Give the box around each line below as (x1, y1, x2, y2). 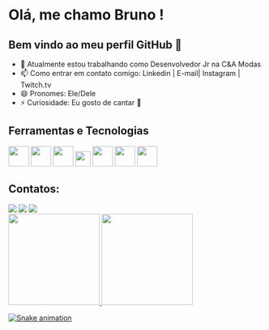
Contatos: (8, 182, 60, 196)
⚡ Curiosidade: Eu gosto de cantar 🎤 (19, 98, 142, 107)
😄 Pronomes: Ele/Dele (19, 89, 96, 98)
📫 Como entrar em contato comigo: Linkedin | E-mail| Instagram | (19, 69, 241, 78)
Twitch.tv (19, 80, 52, 90)
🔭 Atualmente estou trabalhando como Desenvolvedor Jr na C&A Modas (19, 59, 262, 69)
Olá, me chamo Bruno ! (8, 6, 164, 24)
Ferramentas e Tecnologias (8, 124, 150, 138)
